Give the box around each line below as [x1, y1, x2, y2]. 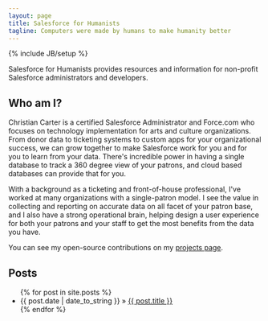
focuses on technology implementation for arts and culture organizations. [8, 126, 251, 136]
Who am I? [8, 96, 63, 109]
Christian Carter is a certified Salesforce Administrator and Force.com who [8, 117, 255, 127]
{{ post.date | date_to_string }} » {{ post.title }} [19, 296, 173, 306]
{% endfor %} [19, 305, 67, 314]
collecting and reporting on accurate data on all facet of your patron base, [8, 202, 254, 212]
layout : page [8, 11, 52, 20]
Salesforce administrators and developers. [8, 73, 148, 83]
